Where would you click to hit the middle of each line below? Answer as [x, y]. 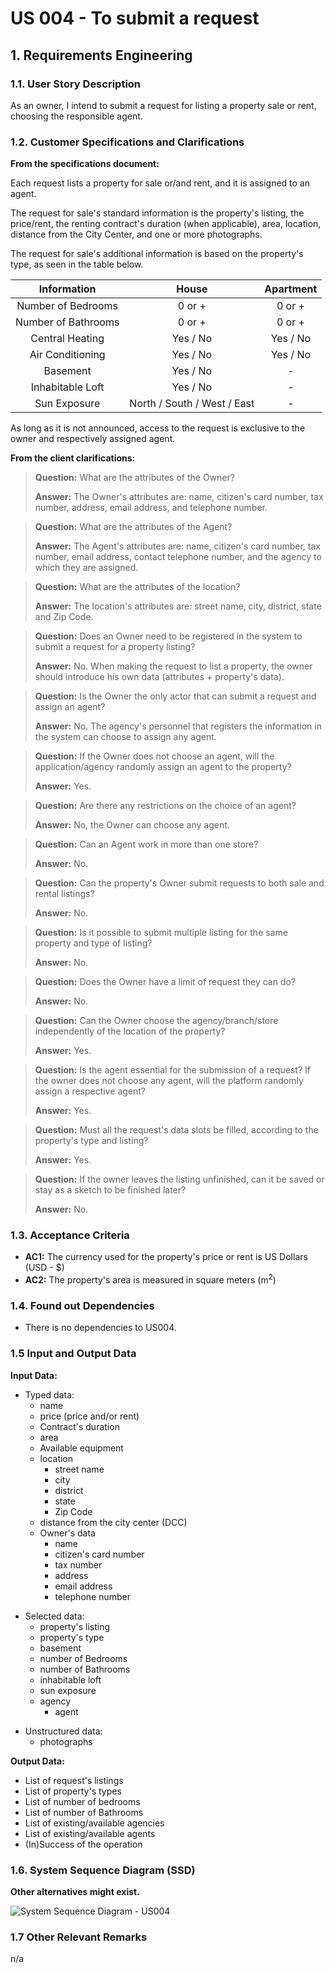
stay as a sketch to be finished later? [110, 1190]
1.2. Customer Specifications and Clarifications [127, 142]
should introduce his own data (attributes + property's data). [159, 677]
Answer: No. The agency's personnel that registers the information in [178, 726]
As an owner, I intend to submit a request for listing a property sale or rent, [163, 105]
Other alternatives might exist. [75, 1892]
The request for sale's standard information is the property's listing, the [157, 213]
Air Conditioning [67, 355]
